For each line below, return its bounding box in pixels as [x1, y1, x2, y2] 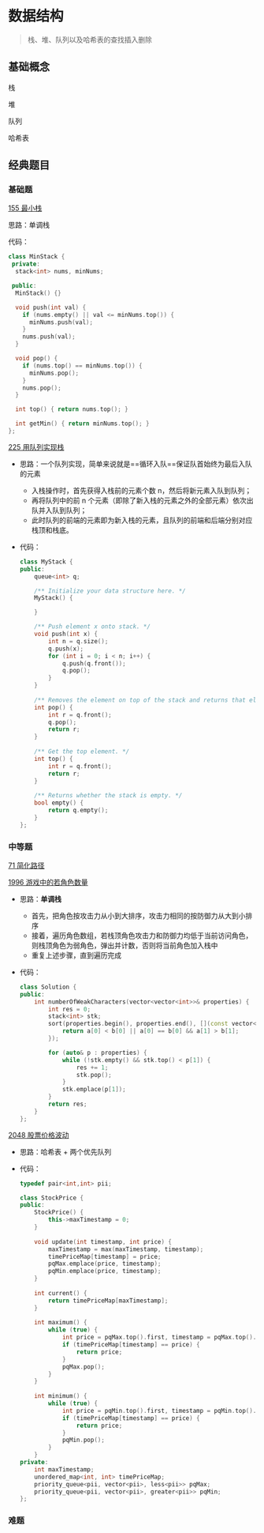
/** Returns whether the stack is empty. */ [34, 792, 183, 800]
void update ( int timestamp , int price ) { [34, 1237, 172, 1245]
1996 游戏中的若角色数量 [8, 877, 88, 887]
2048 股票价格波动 [8, 1130, 69, 1139]
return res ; [48, 1100, 87, 1109]
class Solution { [19, 983, 77, 991]
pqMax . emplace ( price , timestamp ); [48, 1260, 162, 1268]
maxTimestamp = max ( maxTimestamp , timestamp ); [48, 1245, 204, 1253]
